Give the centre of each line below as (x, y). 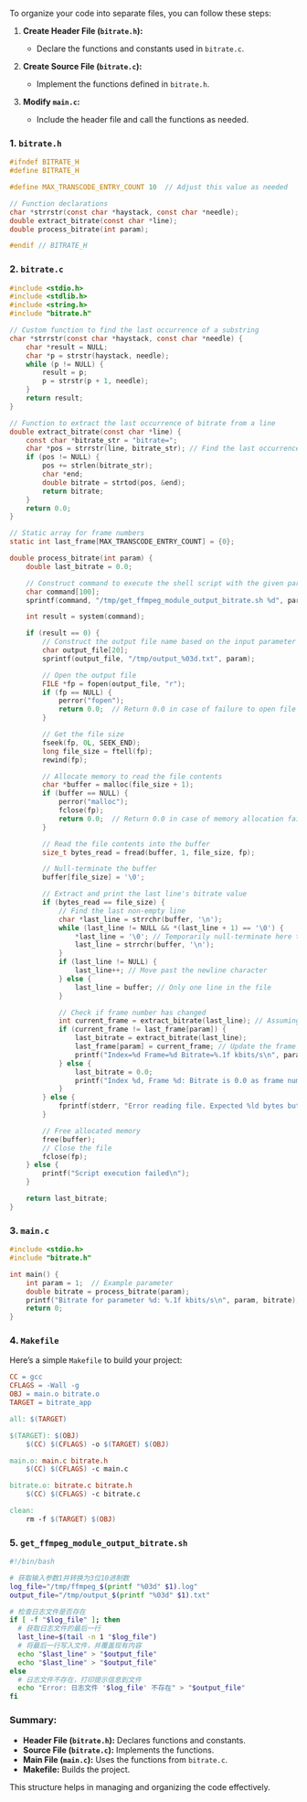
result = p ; (65, 373)
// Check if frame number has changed (132, 1013)
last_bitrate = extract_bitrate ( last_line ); (161, 1038)
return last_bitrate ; (67, 1199)
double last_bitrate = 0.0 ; (79, 566)
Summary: (33, 1721)
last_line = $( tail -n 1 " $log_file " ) (87, 1637)
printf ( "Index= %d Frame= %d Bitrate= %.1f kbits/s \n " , (177, 1055)
